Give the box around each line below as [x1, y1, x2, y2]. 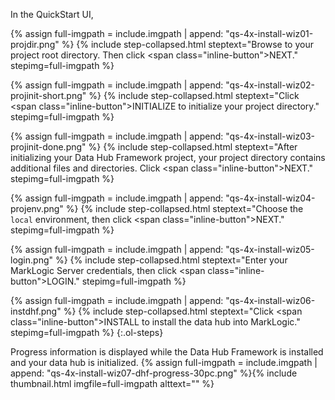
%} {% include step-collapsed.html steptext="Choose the [65, 203, 304, 214]
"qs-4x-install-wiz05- [225, 244, 315, 255]
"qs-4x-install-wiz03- [225, 130, 316, 142]
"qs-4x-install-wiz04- [225, 192, 316, 204]
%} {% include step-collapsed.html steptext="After [88, 141, 298, 153]
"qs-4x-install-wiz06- [225, 295, 316, 306]
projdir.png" [10, 39, 60, 50]
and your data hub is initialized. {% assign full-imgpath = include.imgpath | [10, 357, 318, 368]
